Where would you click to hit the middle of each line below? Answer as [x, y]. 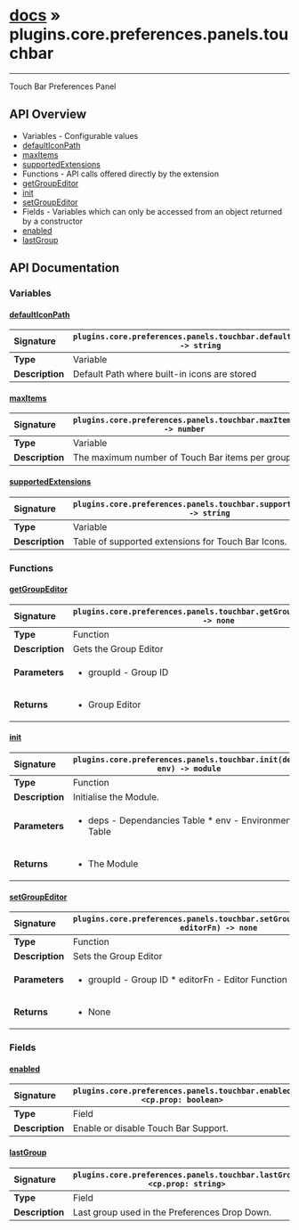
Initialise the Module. [116, 797]
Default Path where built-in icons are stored [165, 374]
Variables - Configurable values [80, 135]
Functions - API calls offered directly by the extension [121, 174]
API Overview [48, 114]
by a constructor [52, 221]
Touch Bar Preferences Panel [63, 86]
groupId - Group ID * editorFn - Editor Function [187, 980]
